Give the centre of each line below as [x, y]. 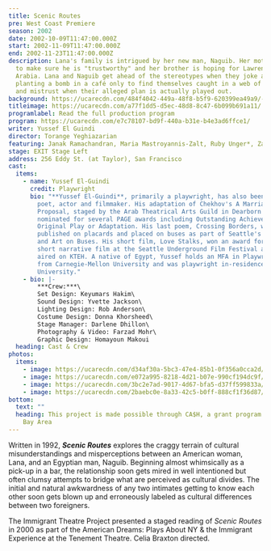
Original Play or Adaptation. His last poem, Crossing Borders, [148, 227]
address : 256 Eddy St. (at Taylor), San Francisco [95, 159]
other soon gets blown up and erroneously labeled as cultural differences [130, 496]
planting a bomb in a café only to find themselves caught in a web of [139, 83]
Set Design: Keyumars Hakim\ [86, 295]
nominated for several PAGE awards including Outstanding [137, 219]
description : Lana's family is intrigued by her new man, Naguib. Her [129, 61]
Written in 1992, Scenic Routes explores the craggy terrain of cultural [124, 445]
